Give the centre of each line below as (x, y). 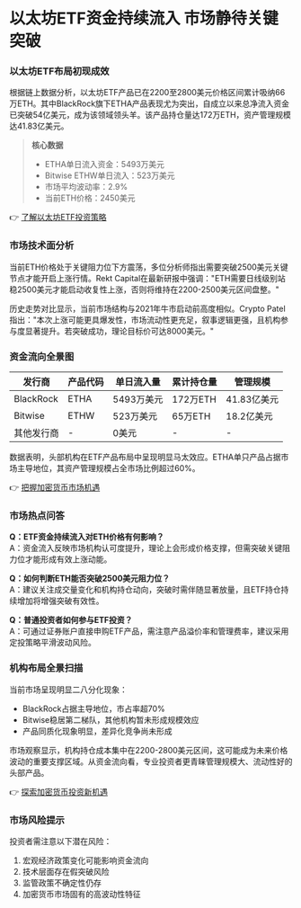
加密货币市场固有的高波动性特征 (81, 894)
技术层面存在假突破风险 (66, 871)
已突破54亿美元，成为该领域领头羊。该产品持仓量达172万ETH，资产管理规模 (150, 115)
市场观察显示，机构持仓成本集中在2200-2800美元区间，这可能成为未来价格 (149, 750)
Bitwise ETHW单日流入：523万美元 (110, 175)
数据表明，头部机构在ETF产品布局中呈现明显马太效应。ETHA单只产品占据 (145, 457)
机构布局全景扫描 (46, 668)
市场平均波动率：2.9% (86, 187)
